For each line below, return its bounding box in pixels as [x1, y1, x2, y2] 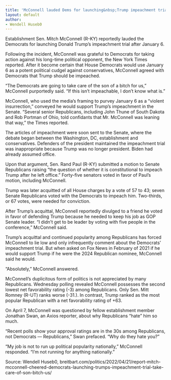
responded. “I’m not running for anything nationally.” [5, 349, 115, 355]
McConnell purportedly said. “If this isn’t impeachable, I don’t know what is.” [5, 88, 165, 94]
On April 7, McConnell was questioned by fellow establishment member [5, 307, 155, 314]
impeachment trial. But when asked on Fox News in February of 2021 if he [5, 245, 160, 251]
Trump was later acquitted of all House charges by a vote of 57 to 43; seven [5, 187, 165, 194]
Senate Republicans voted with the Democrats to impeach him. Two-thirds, [5, 193, 162, 199]
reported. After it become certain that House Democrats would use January [5, 62, 164, 68]
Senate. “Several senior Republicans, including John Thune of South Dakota [5, 109, 164, 115]
